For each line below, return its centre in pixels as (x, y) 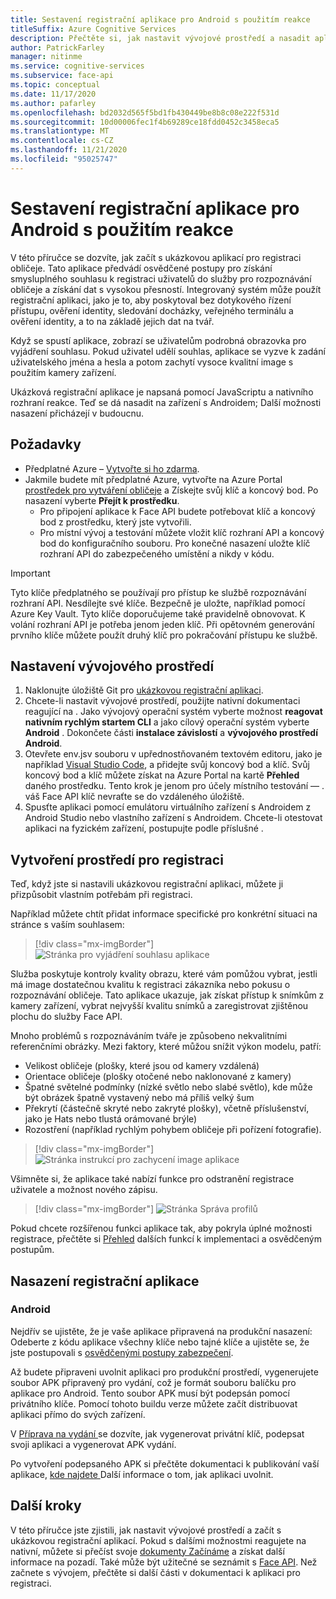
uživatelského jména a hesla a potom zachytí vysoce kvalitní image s (152, 362)
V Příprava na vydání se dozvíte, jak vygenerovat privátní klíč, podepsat (157, 1433)
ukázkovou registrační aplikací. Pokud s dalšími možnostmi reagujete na (158, 1540)
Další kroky (46, 1506)
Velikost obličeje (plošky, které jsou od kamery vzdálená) (142, 1066)
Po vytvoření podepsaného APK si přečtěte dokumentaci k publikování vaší (165, 1463)
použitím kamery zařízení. (63, 372)
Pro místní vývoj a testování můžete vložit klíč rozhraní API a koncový (182, 532)
